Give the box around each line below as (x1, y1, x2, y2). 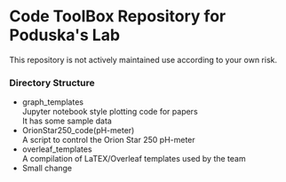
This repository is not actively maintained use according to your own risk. (9, 54, 278, 65)
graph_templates (21, 97, 84, 107)
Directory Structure (9, 76, 95, 89)
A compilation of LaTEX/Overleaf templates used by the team (21, 154, 246, 164)
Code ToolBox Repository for (9, 6, 226, 27)
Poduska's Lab (9, 25, 121, 45)
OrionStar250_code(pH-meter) (21, 125, 135, 136)
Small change (21, 162, 73, 174)
